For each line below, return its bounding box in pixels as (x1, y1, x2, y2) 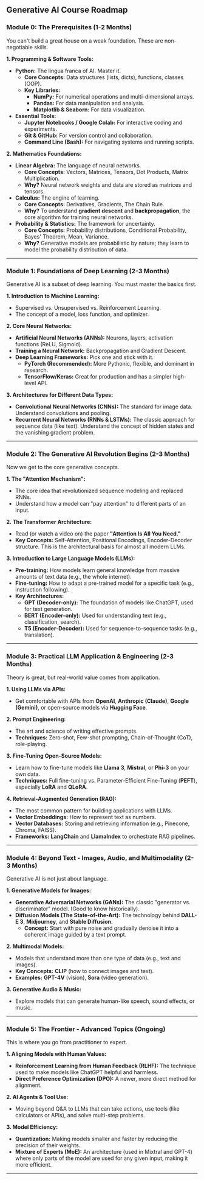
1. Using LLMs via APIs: (6, 685, 66, 693)
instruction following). (15, 586, 70, 593)
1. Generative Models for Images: (6, 887, 92, 894)
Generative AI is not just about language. (6, 875, 108, 882)
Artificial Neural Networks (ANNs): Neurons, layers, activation (15, 334, 173, 341)
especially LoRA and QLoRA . (15, 783, 88, 791)
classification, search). (24, 618, 81, 626)
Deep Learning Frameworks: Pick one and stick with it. (15, 353, 154, 361)
